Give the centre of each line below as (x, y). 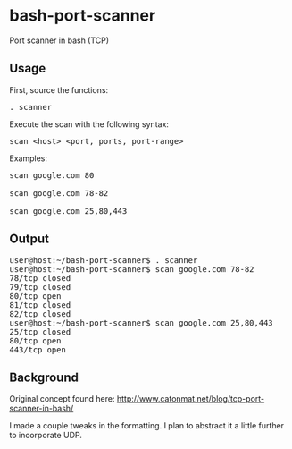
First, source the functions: (59, 89)
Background (44, 377)
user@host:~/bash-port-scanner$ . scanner (104, 260)
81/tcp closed (40, 305)
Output (29, 239)
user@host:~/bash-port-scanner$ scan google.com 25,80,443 (142, 322)
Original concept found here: (62, 399)
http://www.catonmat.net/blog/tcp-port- (191, 399)
